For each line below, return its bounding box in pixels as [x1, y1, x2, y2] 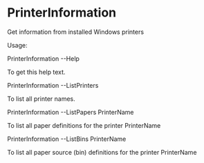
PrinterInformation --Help [7, 54, 80, 63]
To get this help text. [7, 68, 66, 76]
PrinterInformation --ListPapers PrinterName [7, 108, 134, 116]
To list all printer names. [7, 95, 75, 103]
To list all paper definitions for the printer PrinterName [7, 121, 161, 129]
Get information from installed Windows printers [7, 28, 144, 36]
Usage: [7, 41, 28, 49]
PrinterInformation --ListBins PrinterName [7, 135, 127, 143]
